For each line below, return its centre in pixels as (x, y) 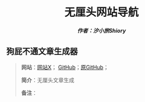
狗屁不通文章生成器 (42, 52)
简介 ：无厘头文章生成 (47, 80)
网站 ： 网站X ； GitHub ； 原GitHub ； (65, 67)
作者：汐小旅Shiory (101, 30)
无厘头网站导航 (101, 12)
